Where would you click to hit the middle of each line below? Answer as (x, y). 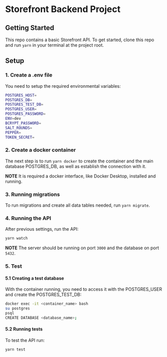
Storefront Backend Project (63, 9)
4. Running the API (28, 218)
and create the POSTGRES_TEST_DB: (43, 295)
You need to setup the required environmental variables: (63, 86)
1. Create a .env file (29, 75)
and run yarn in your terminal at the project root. (54, 45)
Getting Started (30, 28)
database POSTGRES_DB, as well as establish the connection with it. (76, 166)
